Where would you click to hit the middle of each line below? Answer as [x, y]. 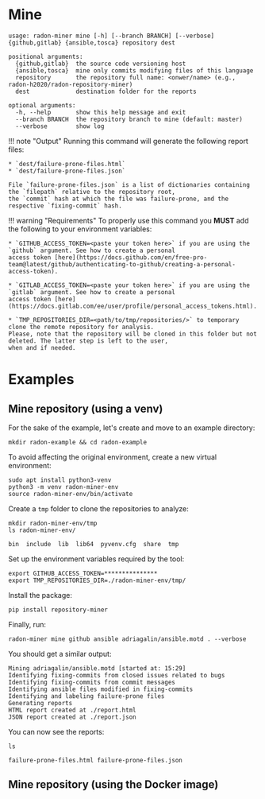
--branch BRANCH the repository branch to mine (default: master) [129, 119]
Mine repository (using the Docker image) [113, 785]
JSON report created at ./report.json [72, 717]
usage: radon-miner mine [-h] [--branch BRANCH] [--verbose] [111, 36]
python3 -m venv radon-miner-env [63, 487]
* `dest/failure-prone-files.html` [67, 164]
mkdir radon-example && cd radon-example [78, 442]
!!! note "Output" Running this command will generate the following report [128, 141]
